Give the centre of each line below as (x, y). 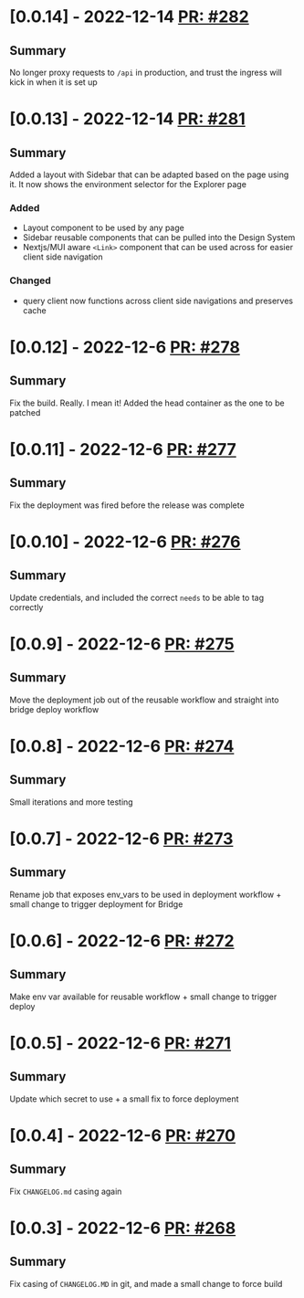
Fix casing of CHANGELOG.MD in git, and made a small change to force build (146, 1283)
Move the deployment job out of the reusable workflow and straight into (144, 700)
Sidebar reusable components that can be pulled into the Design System (159, 237)
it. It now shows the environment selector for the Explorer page (128, 184)
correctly (26, 607)
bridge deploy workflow (54, 709)
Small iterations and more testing (72, 802)
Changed (31, 280)
